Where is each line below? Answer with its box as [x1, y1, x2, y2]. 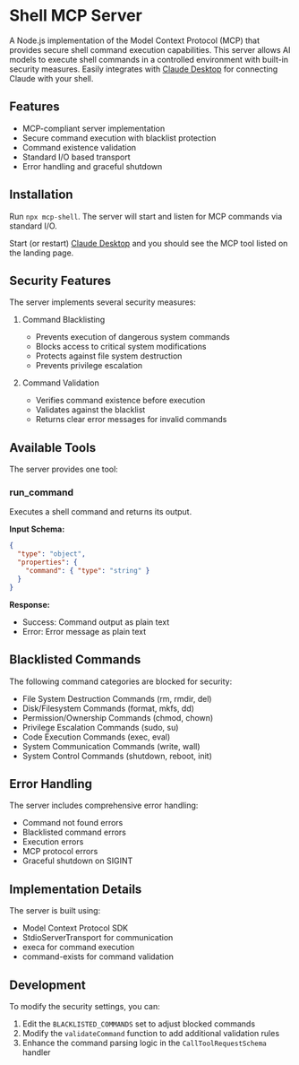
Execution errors [21, 836, 84, 847]
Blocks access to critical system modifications [35, 342, 207, 352]
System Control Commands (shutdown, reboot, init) [21, 750, 213, 761]
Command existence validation [21, 142, 137, 152]
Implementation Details [9, 881, 142, 896]
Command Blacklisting [21, 315, 106, 325]
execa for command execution [21, 942, 135, 953]
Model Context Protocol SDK [21, 922, 128, 933]
